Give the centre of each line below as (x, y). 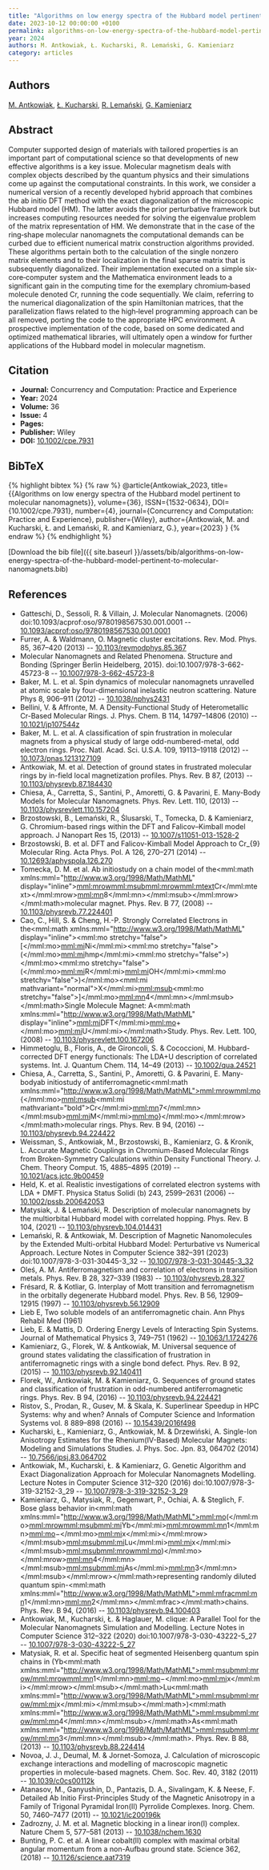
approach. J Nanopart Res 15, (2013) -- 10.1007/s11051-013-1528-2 (130, 836)
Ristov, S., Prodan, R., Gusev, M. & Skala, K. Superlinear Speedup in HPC (139, 1406)
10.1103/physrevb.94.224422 (68, 1133)
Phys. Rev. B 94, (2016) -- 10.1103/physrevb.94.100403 (110, 1611)
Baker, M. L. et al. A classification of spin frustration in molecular (126, 733)
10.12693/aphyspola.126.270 (66, 861)
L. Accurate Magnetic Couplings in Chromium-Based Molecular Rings (134, 1151)
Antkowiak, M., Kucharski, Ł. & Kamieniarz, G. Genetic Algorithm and (133, 1466)
